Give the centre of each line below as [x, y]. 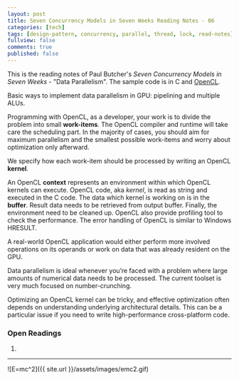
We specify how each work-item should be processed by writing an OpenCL [119, 160]
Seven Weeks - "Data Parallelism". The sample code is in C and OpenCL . [114, 81]
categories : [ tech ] [36, 27]
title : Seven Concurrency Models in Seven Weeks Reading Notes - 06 [111, 21]
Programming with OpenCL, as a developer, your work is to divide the [109, 117]
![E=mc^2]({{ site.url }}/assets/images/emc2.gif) [78, 369]
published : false [33, 54]
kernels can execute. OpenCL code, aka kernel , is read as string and [107, 190]
